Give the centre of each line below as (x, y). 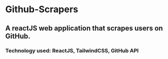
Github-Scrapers (42, 9)
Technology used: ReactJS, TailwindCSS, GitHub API (72, 50)
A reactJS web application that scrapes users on (84, 28)
